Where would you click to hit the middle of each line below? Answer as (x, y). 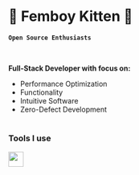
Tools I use (30, 138)
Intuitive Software (49, 100)
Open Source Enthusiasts (50, 38)
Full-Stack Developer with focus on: (69, 68)
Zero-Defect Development (63, 109)
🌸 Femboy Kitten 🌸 (71, 16)
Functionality (41, 92)
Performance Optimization (63, 83)
